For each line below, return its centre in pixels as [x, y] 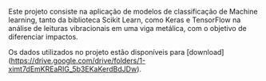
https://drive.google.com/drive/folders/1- [78, 60]
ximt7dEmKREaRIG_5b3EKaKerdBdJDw [73, 69]
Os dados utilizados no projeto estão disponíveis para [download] [116, 52]
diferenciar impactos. [43, 37]
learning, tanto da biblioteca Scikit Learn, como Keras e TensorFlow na [125, 20]
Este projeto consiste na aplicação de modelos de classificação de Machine [133, 12]
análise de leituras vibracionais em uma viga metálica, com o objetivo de [127, 28]
